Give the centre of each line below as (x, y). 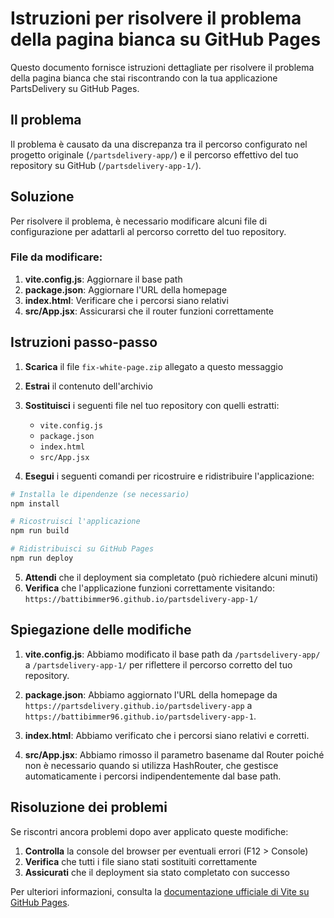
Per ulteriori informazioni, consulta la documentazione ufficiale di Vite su (160, 891)
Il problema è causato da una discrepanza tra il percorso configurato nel (159, 144)
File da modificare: (56, 257)
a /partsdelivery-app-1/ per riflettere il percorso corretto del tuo (158, 664)
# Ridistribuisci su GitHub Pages (82, 549)
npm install (35, 503)
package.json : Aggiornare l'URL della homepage (126, 289)
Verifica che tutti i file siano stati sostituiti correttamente (141, 861)
